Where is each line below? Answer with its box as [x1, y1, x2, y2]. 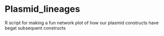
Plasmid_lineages [5, 3, 80, 15]
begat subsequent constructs [5, 25, 66, 31]
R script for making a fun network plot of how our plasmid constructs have [5, 20, 159, 26]
